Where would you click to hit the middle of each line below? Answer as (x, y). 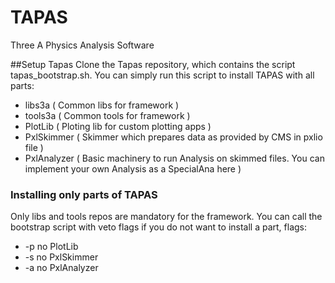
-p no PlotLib (51, 247)
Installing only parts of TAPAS (84, 194)
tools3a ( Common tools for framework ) (107, 115)
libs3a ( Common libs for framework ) (102, 105)
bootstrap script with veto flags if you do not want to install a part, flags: (159, 227)
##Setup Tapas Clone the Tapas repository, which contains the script (153, 64)
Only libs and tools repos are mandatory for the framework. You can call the (166, 217)
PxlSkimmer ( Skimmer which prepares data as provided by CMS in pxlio (173, 137)
